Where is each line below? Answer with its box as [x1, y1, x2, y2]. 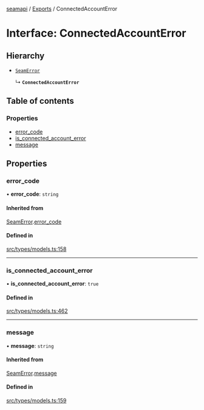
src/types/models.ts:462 [6, 307, 68, 315]
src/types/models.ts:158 [6, 245, 67, 253]
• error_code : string [6, 191, 59, 198]
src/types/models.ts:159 [6, 397, 67, 404]
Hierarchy [6, 50, 45, 61]
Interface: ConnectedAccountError [6, 27, 186, 40]
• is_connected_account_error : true [6, 280, 99, 287]
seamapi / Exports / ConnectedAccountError [6, 5, 118, 12]
